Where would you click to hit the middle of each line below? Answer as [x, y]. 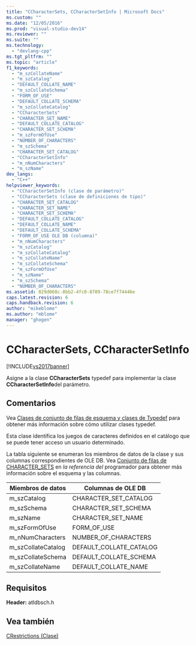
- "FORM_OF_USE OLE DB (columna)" [55, 235]
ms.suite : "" [22, 40]
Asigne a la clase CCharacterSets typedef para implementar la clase [91, 378]
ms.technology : [25, 46]
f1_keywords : [22, 68]
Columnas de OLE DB [115, 488]
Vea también [30, 621]
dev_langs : [20, 174]
